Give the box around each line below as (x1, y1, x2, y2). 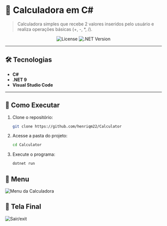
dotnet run (12, 161, 35, 166)
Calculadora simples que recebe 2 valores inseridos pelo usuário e (17, 21, 154, 27)
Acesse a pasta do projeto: (12, 133, 68, 139)
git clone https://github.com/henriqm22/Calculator (12, 124, 122, 129)
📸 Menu (5, 175, 29, 183)
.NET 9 (12, 77, 27, 83)
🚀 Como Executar (5, 101, 60, 110)
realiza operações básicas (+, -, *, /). (17, 26, 93, 32)
